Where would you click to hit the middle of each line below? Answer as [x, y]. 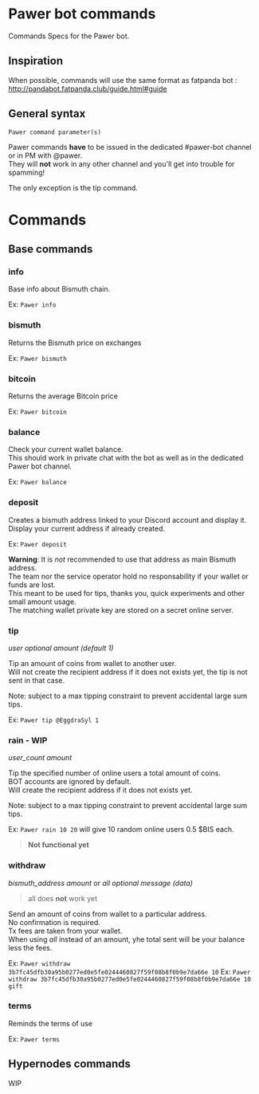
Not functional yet [58, 845]
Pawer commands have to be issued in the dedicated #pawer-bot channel [130, 147]
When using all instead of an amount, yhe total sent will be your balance [127, 939]
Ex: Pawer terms [34, 1039]
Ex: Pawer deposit [38, 543]
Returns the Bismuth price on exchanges [75, 343]
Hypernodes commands [70, 1064]
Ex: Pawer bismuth [38, 358]
